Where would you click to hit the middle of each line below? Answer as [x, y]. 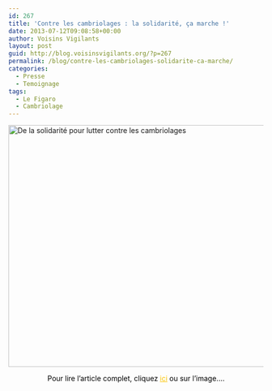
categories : [28, 69]
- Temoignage [38, 84]
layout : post [30, 46]
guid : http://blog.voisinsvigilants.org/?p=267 [90, 54]
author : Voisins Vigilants [54, 39]
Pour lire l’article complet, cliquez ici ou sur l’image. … [136, 379]
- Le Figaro [36, 99]
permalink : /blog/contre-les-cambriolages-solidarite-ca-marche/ [121, 62]
